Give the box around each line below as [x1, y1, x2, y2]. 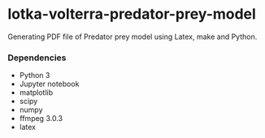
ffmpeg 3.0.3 [19, 114, 63, 123]
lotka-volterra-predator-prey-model [7, 5, 257, 24]
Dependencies [7, 52, 67, 63]
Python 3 [19, 71, 50, 80]
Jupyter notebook [19, 79, 80, 89]
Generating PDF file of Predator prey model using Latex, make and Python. [7, 32, 258, 41]
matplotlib [19, 88, 54, 97]
